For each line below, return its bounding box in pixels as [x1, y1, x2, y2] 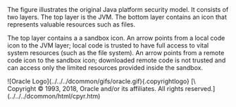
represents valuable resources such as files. [7, 20, 136, 29]
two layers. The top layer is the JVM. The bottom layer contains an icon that [7, 13, 228, 21]
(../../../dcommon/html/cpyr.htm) [7, 92, 101, 100]
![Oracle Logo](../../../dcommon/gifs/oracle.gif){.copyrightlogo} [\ [7, 77, 196, 85]
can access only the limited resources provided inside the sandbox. [7, 64, 203, 71]
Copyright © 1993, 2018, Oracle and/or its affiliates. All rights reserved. [7, 85, 213, 92]
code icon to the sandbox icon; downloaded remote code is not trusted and [7, 56, 226, 64]
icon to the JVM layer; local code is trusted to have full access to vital [7, 41, 209, 50]
